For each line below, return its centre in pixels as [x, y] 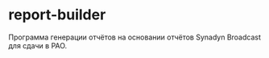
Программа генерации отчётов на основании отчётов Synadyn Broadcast [135, 37]
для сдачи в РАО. [38, 45]
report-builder [57, 15]
